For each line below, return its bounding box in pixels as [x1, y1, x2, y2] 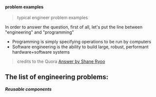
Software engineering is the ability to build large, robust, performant [12, 44, 149, 50]
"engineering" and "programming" [5, 29, 74, 35]
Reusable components [5, 86, 52, 92]
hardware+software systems [12, 49, 70, 55]
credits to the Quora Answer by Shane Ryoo [17, 58, 105, 64]
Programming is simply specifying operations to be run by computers [12, 39, 152, 45]
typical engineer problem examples [17, 15, 88, 20]
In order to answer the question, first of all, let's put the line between [5, 24, 143, 30]
